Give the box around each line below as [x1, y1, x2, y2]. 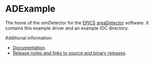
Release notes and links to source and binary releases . [12, 50, 127, 56]
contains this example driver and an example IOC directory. [5, 25, 129, 31]
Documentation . [12, 44, 47, 50]
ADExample [5, 3, 56, 15]
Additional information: [5, 35, 53, 41]
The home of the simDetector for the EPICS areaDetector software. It [5, 20, 149, 26]
